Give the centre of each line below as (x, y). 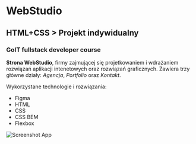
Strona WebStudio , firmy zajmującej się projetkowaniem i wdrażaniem (92, 62)
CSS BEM (26, 117)
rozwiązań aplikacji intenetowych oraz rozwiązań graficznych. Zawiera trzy (98, 69)
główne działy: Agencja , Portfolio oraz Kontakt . (64, 75)
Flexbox (24, 123)
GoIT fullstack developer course (53, 50)
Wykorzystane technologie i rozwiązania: (56, 87)
